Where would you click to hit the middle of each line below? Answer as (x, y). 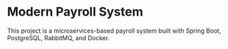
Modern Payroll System (75, 12)
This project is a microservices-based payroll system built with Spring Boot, (114, 31)
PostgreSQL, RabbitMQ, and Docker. (58, 37)
